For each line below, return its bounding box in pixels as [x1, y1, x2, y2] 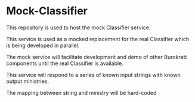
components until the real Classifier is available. [6, 60, 123, 67]
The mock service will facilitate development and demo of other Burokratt [6, 53, 187, 60]
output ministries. [6, 78, 49, 85]
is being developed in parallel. [6, 42, 80, 49]
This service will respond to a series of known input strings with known [6, 71, 181, 78]
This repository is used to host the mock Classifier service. [6, 24, 151, 31]
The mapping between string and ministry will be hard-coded [6, 89, 157, 96]
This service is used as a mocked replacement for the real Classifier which [6, 35, 190, 42]
